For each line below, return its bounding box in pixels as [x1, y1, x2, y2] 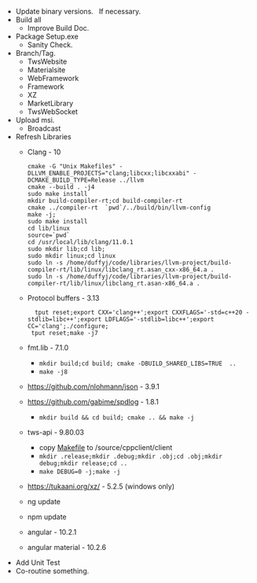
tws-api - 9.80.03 [27, 428, 85, 437]
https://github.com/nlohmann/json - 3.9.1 [27, 382, 160, 391]
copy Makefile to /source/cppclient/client [39, 443, 173, 452]
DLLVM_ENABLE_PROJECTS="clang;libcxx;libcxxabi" [27, 169, 190, 177]
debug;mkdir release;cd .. [39, 459, 128, 467]
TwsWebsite [27, 57, 68, 66]
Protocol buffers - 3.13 [27, 293, 100, 302]
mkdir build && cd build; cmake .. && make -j [39, 414, 195, 422]
